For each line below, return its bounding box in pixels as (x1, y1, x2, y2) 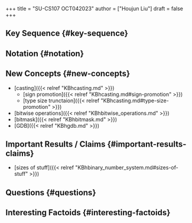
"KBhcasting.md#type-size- (100, 97, 169, 104)
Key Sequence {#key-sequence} (5, 28, 128, 38)
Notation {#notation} (5, 49, 84, 59)
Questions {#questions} (5, 188, 96, 198)
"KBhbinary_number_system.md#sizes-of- (75, 164, 178, 171)
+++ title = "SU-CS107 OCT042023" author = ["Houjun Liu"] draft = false (5, 5, 184, 12)
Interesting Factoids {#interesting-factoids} (5, 208, 171, 218)
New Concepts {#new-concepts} (5, 69, 131, 79)
